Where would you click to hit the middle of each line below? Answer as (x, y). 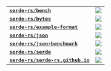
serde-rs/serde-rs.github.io (49, 60)
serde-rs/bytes (30, 18)
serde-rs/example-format (44, 27)
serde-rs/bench (30, 11)
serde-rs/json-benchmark (44, 44)
